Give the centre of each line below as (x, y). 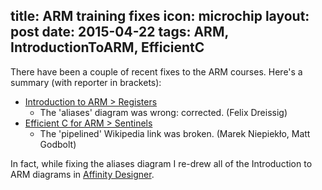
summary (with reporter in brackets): (86, 82)
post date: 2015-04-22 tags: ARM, (119, 32)
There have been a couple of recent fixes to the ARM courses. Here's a (156, 71)
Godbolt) (58, 144)
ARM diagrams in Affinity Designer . (82, 174)
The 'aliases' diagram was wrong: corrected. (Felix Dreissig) (163, 112)
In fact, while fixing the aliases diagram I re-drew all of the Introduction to (161, 163)
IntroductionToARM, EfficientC (107, 47)
